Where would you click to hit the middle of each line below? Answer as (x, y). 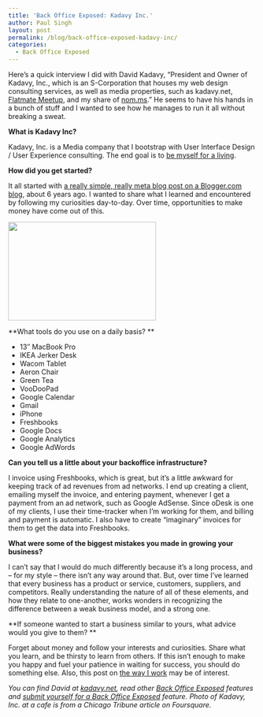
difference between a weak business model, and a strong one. (109, 609)
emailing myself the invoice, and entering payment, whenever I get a (119, 494)
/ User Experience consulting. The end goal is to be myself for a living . (122, 155)
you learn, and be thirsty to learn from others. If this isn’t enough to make (127, 656)
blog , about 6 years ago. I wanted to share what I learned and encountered (130, 194)
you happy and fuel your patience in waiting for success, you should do (124, 664)
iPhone (31, 414)
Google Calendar (47, 397)
